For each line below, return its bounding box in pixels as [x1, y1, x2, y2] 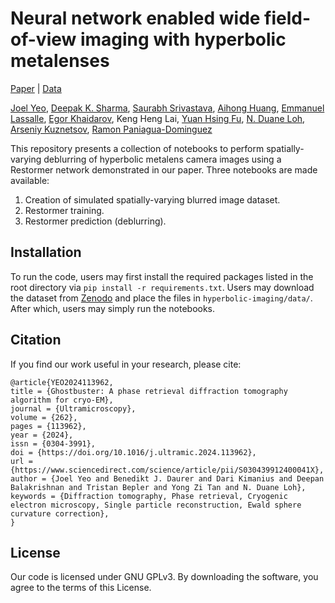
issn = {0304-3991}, [10, 438, 97, 449]
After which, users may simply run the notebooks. [10, 302, 216, 314]
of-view [10, 28, 77, 51]
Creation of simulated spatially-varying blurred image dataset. [24, 193, 281, 206]
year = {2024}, [10, 430, 74, 440]
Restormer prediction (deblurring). [24, 215, 167, 227]
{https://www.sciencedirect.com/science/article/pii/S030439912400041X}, [10, 465, 325, 475]
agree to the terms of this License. [10, 582, 152, 594]
